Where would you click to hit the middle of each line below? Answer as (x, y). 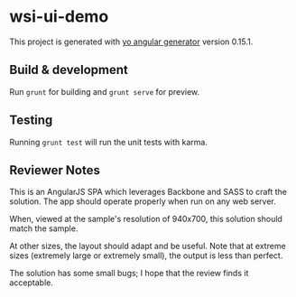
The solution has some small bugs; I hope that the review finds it (129, 274)
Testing (31, 121)
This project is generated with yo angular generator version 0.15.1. (131, 42)
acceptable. (32, 283)
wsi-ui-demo (59, 17)
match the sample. (44, 228)
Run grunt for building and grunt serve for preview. (105, 91)
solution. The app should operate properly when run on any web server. (143, 201)
